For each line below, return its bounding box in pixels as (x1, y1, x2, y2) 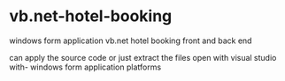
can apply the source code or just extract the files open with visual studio (9, 52, 277, 63)
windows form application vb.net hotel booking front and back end (9, 35, 252, 46)
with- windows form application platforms (9, 62, 162, 72)
